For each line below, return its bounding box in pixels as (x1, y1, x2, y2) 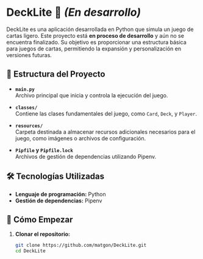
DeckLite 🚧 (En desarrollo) (6, 5, 141, 19)
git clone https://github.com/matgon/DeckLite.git (15, 243, 147, 249)
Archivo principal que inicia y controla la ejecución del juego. (15, 91, 168, 99)
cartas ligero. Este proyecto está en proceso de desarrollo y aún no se (6, 32, 185, 39)
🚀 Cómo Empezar (6, 214, 73, 224)
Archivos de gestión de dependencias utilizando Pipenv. (15, 153, 157, 160)
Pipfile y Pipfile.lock (15, 146, 73, 154)
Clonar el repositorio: (15, 230, 70, 238)
